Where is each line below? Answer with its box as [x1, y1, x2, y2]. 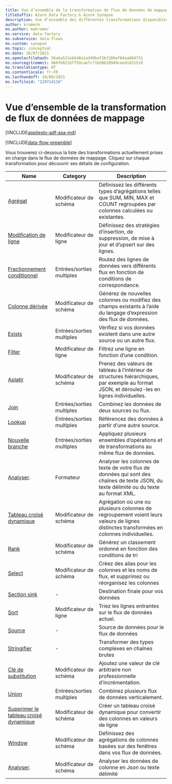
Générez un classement [98, 539, 156, 546]
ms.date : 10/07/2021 [5, 50, 50, 56]
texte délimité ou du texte [98, 483, 160, 490]
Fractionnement [8, 265, 46, 273]
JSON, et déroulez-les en [98, 385, 160, 393]
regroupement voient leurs [98, 511, 163, 518]
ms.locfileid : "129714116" [5, 79, 63, 84]
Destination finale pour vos [98, 587, 163, 595]
